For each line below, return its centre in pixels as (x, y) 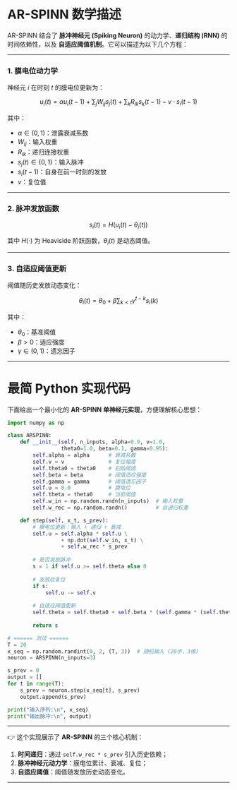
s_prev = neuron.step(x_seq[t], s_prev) (80, 690)
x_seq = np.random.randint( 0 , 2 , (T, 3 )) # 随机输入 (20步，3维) (103, 651)
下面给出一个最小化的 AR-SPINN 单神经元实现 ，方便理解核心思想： (105, 409)
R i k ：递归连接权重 (43, 152)
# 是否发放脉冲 (51, 560)
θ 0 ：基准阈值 (37, 333)
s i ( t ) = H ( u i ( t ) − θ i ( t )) (119, 225)
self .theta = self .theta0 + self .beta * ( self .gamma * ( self (124, 612)
